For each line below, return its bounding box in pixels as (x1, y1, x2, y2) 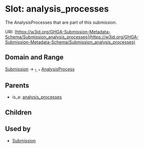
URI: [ (5, 29, 17, 34)
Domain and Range (5, 53, 64, 62)
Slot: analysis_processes (5, 3, 109, 15)
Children (5, 108, 32, 116)
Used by (5, 125, 31, 133)
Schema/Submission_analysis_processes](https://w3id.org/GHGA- (5, 34, 139, 40)
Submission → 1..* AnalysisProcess (5, 66, 75, 73)
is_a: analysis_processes (12, 94, 62, 100)
